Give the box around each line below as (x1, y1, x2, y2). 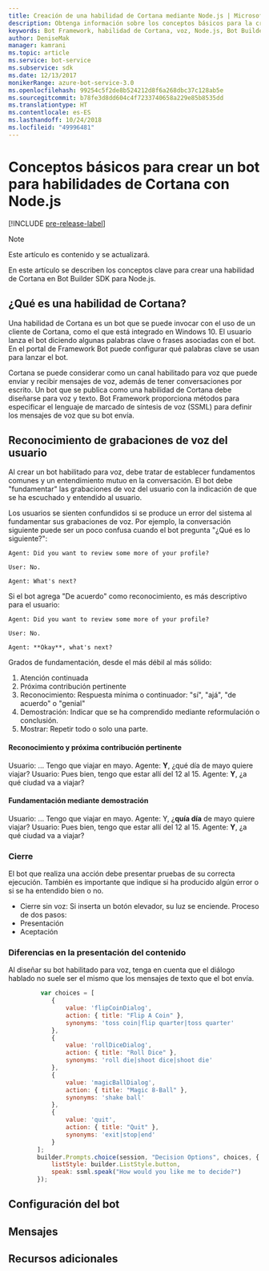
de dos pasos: (19, 910, 67, 920)
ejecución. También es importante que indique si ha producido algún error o (8, 878, 259, 887)
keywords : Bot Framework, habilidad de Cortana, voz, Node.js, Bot (8, 26, 239, 34)
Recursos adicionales (8, 1252, 118, 1266)
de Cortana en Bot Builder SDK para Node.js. (8, 273, 156, 283)
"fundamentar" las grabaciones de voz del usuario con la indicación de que (8, 484, 258, 494)
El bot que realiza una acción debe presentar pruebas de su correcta (8, 869, 235, 878)
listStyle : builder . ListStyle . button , (50, 1160, 181, 1168)
